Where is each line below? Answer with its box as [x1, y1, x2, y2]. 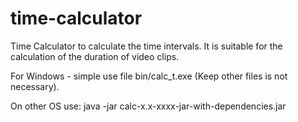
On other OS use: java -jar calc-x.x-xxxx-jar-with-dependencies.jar [10, 100, 287, 112]
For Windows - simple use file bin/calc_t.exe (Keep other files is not [10, 70, 288, 82]
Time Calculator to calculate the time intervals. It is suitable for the [10, 40, 283, 52]
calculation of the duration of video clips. [10, 50, 180, 62]
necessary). [10, 80, 60, 92]
